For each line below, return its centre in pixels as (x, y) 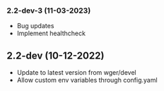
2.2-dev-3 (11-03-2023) (49, 11)
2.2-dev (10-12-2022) (55, 55)
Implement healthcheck (51, 33)
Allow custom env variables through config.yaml (87, 80)
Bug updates (35, 26)
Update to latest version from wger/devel (76, 73)
